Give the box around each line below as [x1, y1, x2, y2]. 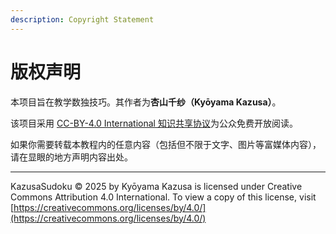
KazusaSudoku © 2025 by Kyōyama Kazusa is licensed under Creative [10, 180, 303, 192]
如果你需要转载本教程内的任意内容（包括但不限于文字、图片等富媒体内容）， [10, 138, 322, 150]
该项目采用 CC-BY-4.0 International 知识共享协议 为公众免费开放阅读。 [10, 117, 298, 129]
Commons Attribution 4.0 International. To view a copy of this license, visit [10, 191, 317, 203]
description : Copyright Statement [10, 14, 155, 25]
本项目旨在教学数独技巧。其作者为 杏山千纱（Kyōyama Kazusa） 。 [10, 96, 282, 108]
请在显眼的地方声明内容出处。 [10, 151, 133, 163]
